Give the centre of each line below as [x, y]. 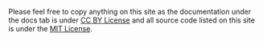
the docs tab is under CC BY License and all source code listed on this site [132, 20]
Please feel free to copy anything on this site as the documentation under [130, 12]
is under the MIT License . [50, 29]
